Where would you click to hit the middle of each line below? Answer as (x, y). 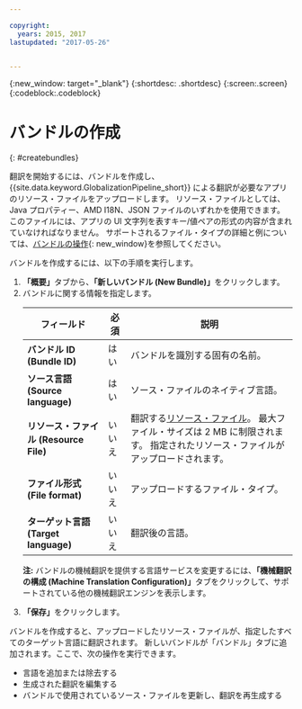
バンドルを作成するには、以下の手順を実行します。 (104, 263)
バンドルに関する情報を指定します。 (89, 293)
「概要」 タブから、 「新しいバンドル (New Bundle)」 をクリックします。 (153, 282)
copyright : (30, 25)
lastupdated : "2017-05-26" (60, 42)
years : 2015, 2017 (52, 34)
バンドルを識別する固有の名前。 (198, 355)
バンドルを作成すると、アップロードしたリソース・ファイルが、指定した (143, 632)
